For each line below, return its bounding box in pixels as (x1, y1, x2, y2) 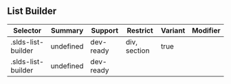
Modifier (191, 25, 221, 35)
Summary (50, 25, 84, 35)
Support (91, 25, 119, 35)
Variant (160, 25, 186, 35)
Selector (12, 25, 42, 35)
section (126, 46, 150, 55)
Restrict (126, 25, 153, 35)
